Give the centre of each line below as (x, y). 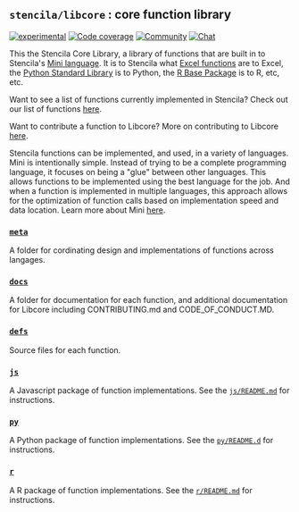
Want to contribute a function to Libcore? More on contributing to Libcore (144, 126)
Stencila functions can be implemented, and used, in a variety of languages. (149, 153)
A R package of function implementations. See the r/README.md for (131, 490)
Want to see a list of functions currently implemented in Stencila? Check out (149, 99)
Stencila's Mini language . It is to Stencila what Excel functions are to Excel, (146, 63)
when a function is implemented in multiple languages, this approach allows (149, 190)
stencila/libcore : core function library (120, 15)
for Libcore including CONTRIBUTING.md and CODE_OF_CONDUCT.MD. (142, 310)
